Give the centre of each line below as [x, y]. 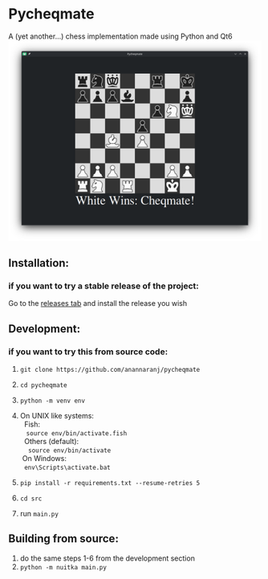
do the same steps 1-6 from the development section [107, 558]
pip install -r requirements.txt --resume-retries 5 [110, 483]
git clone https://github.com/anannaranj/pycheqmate [110, 369]
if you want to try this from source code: [88, 352]
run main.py [39, 513]
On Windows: [44, 458]
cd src [31, 499]
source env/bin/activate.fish [77, 433]
